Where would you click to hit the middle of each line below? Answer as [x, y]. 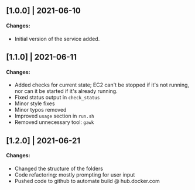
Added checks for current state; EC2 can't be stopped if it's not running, [102, 85]
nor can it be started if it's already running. [66, 91]
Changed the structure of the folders [59, 168]
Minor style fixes [35, 103]
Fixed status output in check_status [57, 98]
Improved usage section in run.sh [54, 116]
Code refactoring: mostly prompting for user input [75, 175]
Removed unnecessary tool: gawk [54, 122]
